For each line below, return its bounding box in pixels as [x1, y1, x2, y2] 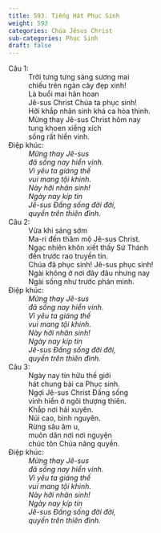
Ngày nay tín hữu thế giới [28, 371, 111, 380]
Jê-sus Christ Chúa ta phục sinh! [28, 98, 138, 108]
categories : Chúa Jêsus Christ [8, 26, 113, 35]
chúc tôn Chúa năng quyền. [28, 439, 120, 449]
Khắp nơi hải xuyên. [28, 405, 94, 414]
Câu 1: [8, 63, 30, 73]
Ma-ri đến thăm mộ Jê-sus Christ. [28, 234, 141, 244]
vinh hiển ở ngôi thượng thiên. [28, 397, 127, 406]
